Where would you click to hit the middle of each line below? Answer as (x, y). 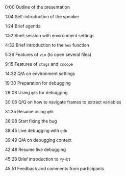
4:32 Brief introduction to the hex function (47, 45)
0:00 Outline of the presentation (38, 7)
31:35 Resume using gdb (29, 112)
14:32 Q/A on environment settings (40, 74)
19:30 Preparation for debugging (38, 83)
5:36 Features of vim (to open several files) (48, 54)
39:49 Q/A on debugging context (38, 140)
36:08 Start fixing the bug (31, 121)
